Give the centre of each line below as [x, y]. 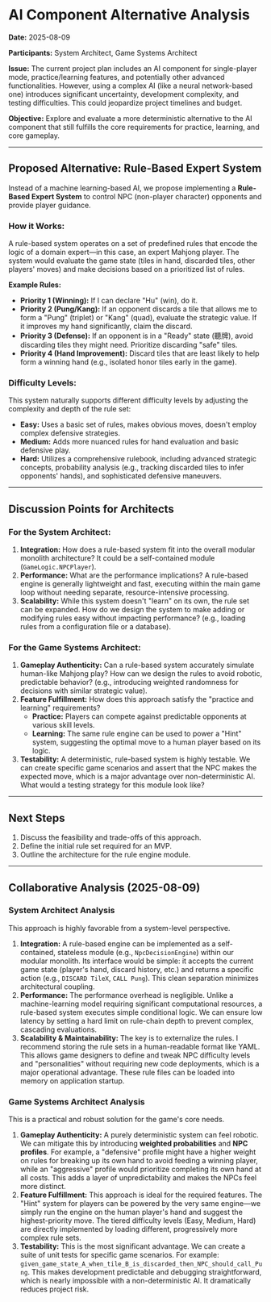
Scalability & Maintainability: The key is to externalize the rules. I [129, 1037]
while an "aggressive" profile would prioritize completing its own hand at [141, 1169]
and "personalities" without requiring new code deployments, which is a [140, 1063]
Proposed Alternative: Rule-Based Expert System [135, 168]
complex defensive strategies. [70, 433]
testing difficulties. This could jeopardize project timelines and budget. [125, 102]
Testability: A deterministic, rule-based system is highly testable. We [135, 759]
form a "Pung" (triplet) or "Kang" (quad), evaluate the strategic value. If [138, 318]
